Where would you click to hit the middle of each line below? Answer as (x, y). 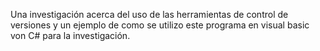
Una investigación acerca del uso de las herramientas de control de (149, 14)
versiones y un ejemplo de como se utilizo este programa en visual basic (160, 25)
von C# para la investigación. (70, 35)
